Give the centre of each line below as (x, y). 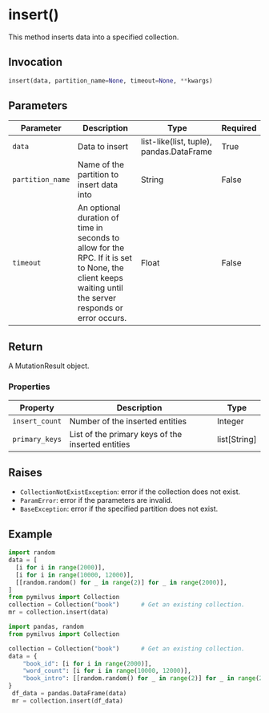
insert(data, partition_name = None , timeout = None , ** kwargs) (111, 81)
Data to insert (103, 147)
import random (32, 553)
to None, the (100, 268)
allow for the (101, 248)
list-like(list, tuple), (177, 142)
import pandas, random (46, 627)
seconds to (98, 238)
